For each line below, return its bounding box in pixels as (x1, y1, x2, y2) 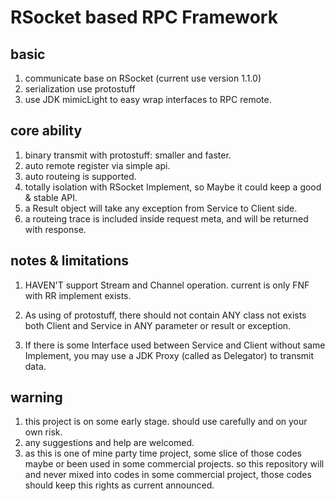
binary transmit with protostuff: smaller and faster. (24, 149, 232, 161)
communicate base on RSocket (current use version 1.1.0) (24, 72, 262, 84)
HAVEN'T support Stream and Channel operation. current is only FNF (24, 279, 310, 291)
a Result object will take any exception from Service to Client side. (24, 202, 298, 214)
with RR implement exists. (24, 289, 132, 301)
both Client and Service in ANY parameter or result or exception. (24, 319, 292, 331)
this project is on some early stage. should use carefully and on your (24, 416, 308, 428)
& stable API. (24, 191, 78, 203)
